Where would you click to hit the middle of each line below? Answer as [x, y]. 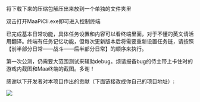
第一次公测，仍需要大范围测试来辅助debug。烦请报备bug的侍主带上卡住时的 [100, 61]
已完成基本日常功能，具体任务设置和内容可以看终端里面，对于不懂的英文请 [97, 34]
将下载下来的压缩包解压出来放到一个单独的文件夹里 [69, 9]
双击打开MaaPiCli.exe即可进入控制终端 [54, 21]
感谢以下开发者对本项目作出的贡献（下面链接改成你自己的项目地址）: [90, 81]
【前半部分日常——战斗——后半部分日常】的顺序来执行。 [76, 49]
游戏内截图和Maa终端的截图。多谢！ [51, 69]
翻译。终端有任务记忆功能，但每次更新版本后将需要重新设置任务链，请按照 [102, 41]
